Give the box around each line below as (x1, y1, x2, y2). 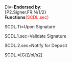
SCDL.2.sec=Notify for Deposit (4, 43, 67, 48)
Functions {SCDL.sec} (4, 15, 49, 20)
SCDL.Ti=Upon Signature (4, 24, 56, 30)
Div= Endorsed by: (4, 4, 42, 10)
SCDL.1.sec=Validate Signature (4, 33, 67, 39)
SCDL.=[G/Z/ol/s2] (4, 52, 43, 58)
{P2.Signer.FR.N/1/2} (4, 9, 47, 15)
